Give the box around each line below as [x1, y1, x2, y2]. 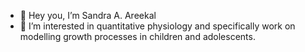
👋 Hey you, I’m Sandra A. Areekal [19, 10, 157, 21]
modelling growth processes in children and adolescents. [19, 31, 256, 42]
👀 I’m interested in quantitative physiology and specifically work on [19, 20, 296, 32]
